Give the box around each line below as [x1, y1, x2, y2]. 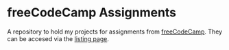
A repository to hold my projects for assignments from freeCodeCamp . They [7, 27, 223, 36]
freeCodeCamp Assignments [7, 5, 177, 21]
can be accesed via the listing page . [7, 34, 110, 42]
